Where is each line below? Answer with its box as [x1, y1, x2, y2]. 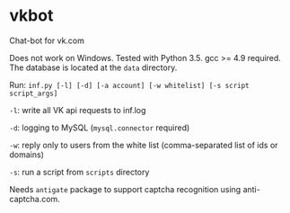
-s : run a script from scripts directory [9, 166, 150, 177]
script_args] [9, 89, 58, 98]
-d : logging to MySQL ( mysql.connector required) [9, 122, 190, 133]
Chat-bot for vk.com [9, 35, 85, 46]
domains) [9, 149, 45, 160]
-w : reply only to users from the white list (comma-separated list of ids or [9, 139, 278, 150]
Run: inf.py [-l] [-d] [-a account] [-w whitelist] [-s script [9, 79, 250, 90]
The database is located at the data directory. [9, 62, 178, 73]
